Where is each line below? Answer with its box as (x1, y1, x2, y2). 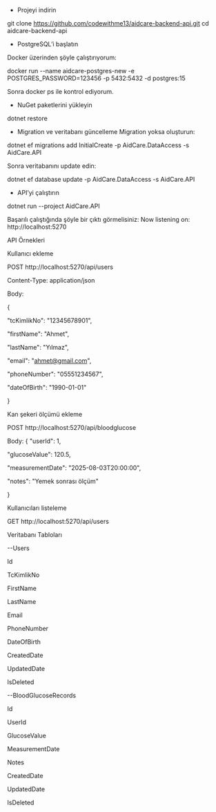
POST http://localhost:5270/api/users (7, 263, 114, 271)
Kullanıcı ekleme (7, 249, 54, 258)
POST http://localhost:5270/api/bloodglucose (7, 424, 137, 431)
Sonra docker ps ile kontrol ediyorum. (7, 88, 114, 95)
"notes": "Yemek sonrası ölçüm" (7, 477, 99, 485)
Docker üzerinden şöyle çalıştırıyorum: (7, 53, 117, 62)
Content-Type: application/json (7, 276, 95, 284)
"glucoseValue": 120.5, (7, 451, 71, 458)
